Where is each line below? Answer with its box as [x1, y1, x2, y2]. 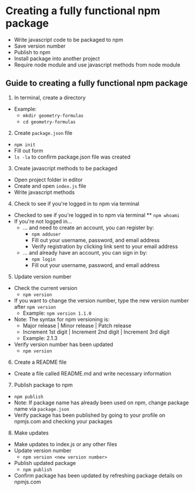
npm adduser [31, 231, 61, 237]
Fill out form [14, 147, 43, 154]
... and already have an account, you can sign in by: [22, 249, 148, 256]
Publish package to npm [14, 381, 73, 388]
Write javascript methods [14, 189, 75, 196]
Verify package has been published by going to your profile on [14, 411, 166, 418]
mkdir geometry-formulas [22, 113, 84, 118]
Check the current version [14, 284, 78, 291]
